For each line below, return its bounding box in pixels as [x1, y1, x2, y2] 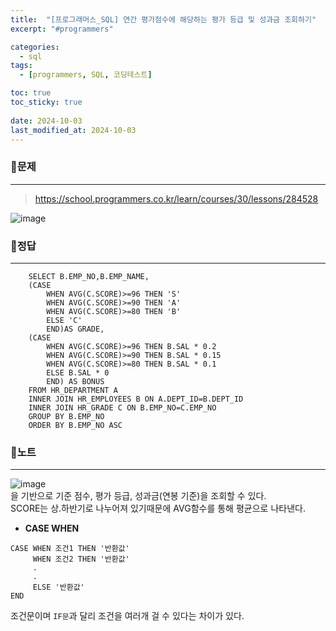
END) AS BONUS [46, 376, 105, 386]
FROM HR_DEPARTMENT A [28, 385, 118, 395]
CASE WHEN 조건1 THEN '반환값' [10, 544, 130, 554]
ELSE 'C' [46, 315, 83, 325]
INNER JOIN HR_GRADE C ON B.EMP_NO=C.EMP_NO [28, 402, 217, 413]
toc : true [10, 88, 52, 98]
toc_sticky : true [10, 97, 83, 107]
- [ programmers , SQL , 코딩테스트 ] [19, 70, 153, 80]
